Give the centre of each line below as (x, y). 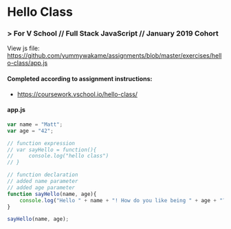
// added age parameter (41, 187)
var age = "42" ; (30, 131)
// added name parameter (43, 182)
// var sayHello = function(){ (52, 150)
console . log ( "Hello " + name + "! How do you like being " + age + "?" (124, 200)
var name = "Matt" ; (35, 124)
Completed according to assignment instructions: (80, 79)
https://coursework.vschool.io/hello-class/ (77, 94)
